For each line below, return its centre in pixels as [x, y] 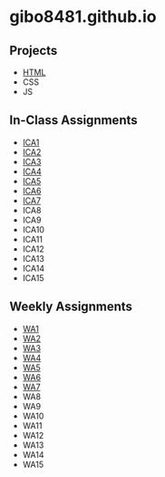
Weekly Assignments [71, 307]
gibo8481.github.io [83, 17]
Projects [34, 51]
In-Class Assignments [73, 120]
